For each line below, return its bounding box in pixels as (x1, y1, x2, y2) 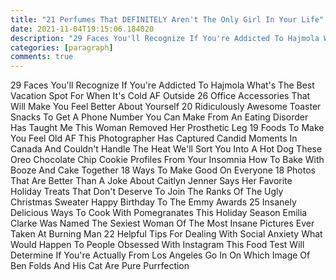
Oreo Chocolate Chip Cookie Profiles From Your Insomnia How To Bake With (10, 154, 325, 166)
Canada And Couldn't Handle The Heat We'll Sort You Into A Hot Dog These (10, 143, 323, 155)
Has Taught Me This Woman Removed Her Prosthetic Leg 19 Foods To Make (10, 122, 325, 134)
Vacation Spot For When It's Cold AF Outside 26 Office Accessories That (10, 90, 311, 102)
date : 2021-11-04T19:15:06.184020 (10, 24, 155, 34)
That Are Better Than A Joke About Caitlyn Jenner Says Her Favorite (10, 175, 293, 187)
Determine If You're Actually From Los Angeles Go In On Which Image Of (10, 249, 311, 261)
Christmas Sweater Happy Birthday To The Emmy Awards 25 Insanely (10, 196, 297, 208)
